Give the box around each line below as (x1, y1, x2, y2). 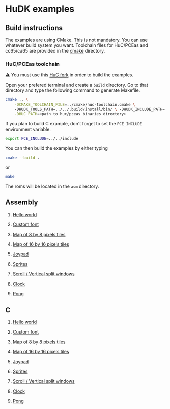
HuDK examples (5, 3, 75, 15)
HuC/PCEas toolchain (5, 60, 60, 67)
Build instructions (5, 23, 63, 32)
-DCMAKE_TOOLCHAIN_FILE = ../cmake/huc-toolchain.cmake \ (14, 102, 136, 107)
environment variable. (5, 126, 51, 132)
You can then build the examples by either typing (5, 145, 108, 151)
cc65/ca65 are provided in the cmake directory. (5, 48, 105, 54)
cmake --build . (5, 155, 40, 160)
